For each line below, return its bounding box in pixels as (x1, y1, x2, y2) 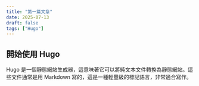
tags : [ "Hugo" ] (6, 25, 44, 32)
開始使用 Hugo (6, 49, 60, 59)
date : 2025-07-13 (6, 14, 49, 20)
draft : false (6, 20, 39, 26)
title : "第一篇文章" (6, 8, 52, 15)
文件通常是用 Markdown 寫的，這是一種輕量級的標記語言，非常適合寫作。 (11, 73, 192, 81)
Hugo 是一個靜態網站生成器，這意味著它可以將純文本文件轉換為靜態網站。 (6, 66, 188, 73)
